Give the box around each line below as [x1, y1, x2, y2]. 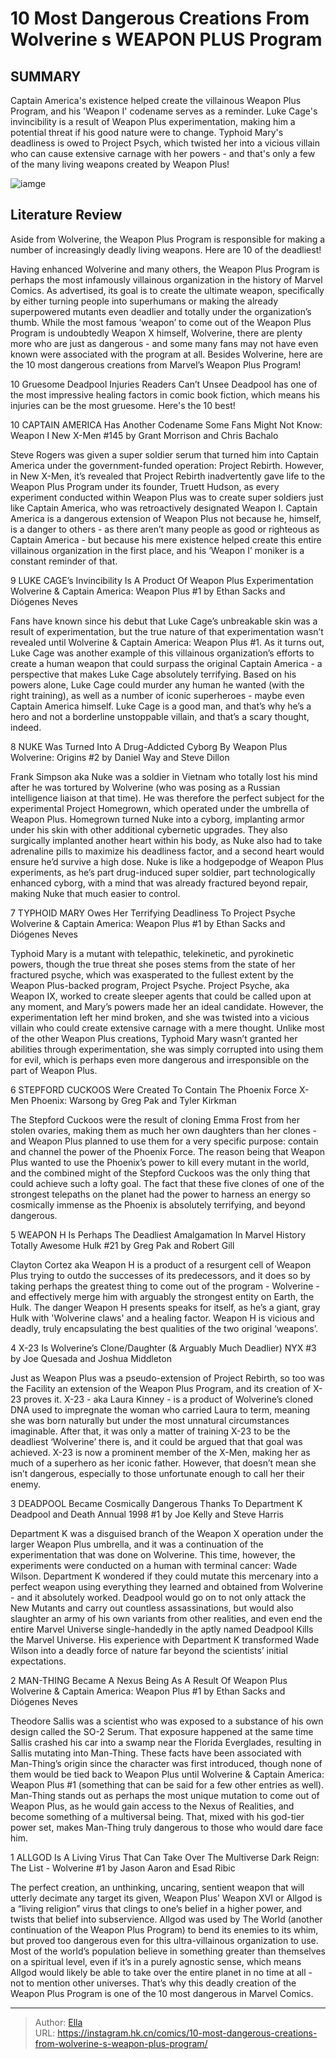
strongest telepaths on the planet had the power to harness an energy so [10, 1188, 311, 1200]
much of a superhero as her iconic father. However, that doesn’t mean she [10, 1457, 317, 1469]
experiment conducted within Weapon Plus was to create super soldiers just [10, 491, 324, 503]
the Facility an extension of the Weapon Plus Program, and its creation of [10, 1382, 311, 1394]
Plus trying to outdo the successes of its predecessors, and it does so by [10, 1269, 311, 1281]
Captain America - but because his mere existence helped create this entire [10, 533, 322, 546]
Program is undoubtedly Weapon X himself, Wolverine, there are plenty [10, 327, 303, 339]
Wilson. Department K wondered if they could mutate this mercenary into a [10, 1570, 319, 1582]
